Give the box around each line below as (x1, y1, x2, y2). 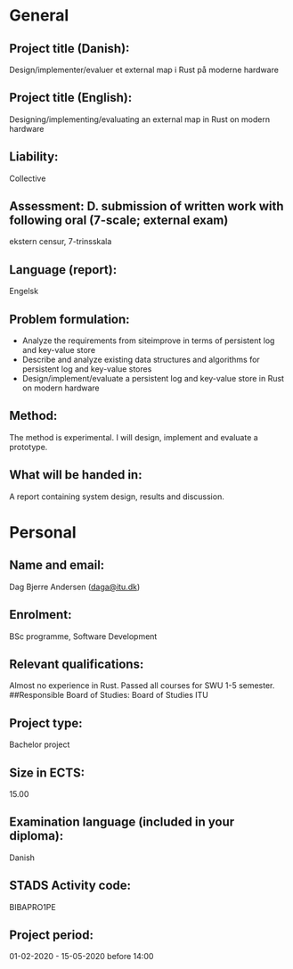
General (9, 5, 69, 26)
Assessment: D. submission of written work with (9, 199, 284, 214)
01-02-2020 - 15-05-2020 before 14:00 (9, 951, 154, 962)
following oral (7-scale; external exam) (9, 213, 229, 228)
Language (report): (9, 262, 118, 277)
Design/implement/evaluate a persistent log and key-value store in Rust (21, 374, 285, 384)
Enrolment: (9, 607, 72, 622)
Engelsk (9, 286, 38, 297)
